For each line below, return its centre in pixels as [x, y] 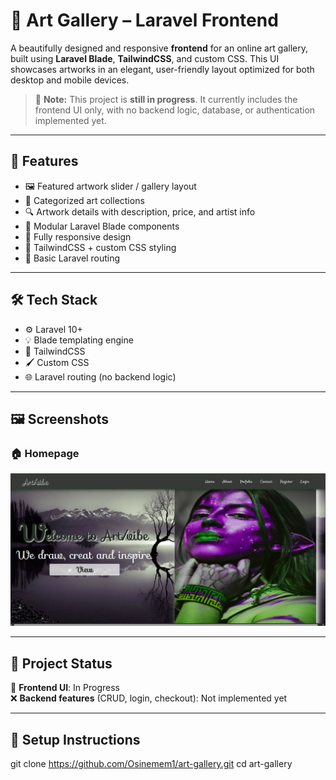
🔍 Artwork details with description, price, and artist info [140, 211]
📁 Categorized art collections [84, 200]
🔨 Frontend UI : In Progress [65, 688]
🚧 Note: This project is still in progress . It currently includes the [166, 99]
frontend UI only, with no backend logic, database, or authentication [175, 110]
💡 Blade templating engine [79, 340]
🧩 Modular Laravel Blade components [102, 226]
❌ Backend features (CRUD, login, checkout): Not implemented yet [149, 698]
